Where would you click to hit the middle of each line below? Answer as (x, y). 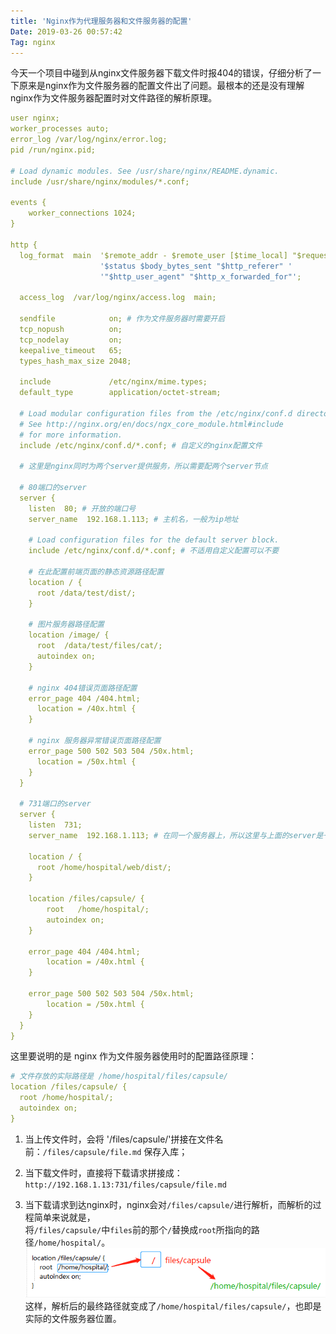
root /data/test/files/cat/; (99, 646)
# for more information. (71, 435)
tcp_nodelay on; (71, 340)
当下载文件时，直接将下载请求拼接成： (103, 1172)
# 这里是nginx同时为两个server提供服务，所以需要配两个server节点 (143, 466)
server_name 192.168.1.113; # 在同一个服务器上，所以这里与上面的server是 (176, 835)
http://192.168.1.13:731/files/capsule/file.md (125, 1185)
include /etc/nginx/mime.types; (113, 382)
